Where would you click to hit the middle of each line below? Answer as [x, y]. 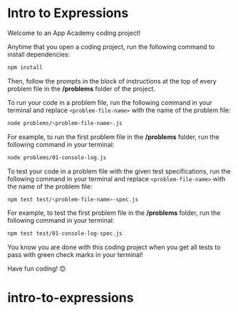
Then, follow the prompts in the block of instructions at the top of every [112, 81]
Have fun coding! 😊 [37, 268]
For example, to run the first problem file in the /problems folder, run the [113, 136]
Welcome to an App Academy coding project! [74, 33]
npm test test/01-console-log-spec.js [65, 233]
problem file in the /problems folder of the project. [81, 89]
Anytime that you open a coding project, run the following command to [111, 46]
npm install [25, 67]
